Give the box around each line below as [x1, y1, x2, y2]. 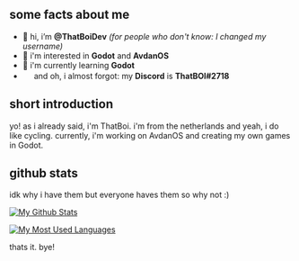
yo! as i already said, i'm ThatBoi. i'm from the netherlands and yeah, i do [9, 121, 279, 131]
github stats [9, 166, 79, 181]
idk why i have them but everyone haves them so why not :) [9, 189, 230, 201]
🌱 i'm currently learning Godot [22, 59, 135, 70]
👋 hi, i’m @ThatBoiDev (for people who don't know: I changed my [22, 31, 267, 41]
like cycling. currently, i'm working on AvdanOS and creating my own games [9, 130, 291, 140]
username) [22, 40, 64, 51]
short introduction [9, 96, 114, 112]
